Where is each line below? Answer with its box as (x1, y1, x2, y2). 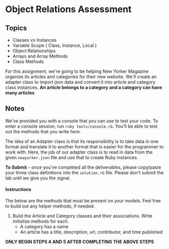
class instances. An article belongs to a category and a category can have (5, 84, 162, 90)
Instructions (5, 186, 32, 192)
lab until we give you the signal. (5, 175, 71, 181)
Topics (5, 24, 27, 32)
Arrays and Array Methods (12, 53, 68, 59)
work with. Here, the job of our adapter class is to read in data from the (5, 149, 153, 155)
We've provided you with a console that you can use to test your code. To (5, 118, 158, 124)
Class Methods (12, 59, 44, 64)
